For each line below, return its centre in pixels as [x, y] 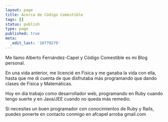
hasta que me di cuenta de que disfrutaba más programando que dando [81, 78]
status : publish [22, 24]
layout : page [19, 10]
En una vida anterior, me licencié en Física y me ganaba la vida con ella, [81, 73]
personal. [15, 63]
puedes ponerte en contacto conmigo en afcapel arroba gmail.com [76, 114]
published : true [22, 34]
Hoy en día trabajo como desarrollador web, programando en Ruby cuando [84, 93]
